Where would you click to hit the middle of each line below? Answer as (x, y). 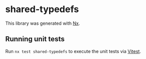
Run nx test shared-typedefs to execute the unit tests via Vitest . (73, 51)
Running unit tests (35, 39)
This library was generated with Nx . (43, 23)
